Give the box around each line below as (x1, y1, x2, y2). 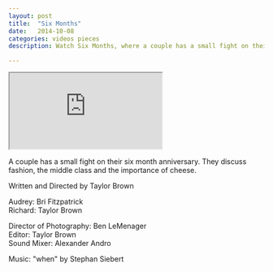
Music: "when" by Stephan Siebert (8, 254, 124, 264)
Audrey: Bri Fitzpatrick (8, 196, 84, 207)
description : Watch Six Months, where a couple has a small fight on (8, 42, 249, 50)
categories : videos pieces (8, 34, 100, 43)
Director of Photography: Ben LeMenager (8, 221, 147, 231)
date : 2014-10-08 (8, 27, 75, 35)
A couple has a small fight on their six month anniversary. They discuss (8, 157, 247, 166)
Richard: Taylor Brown (8, 205, 83, 215)
